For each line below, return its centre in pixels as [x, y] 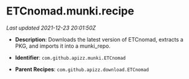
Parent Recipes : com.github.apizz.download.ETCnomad [82, 69]
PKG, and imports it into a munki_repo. [62, 46]
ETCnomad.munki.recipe [70, 11]
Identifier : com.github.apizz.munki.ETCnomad [70, 57]
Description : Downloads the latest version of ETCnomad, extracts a [99, 39]
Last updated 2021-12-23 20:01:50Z [51, 28]
